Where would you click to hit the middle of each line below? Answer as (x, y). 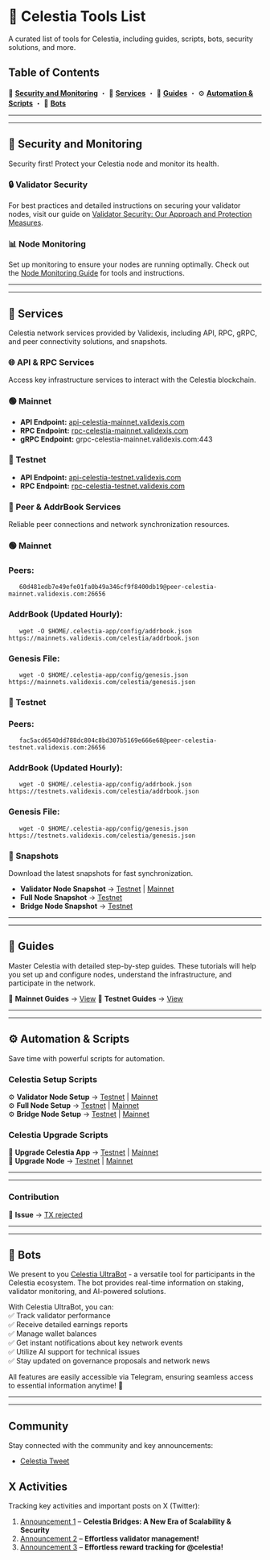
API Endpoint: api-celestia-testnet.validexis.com (100, 477)
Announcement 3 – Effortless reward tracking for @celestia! (121, 1547)
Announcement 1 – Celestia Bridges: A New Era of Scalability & (125, 1521)
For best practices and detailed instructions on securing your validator (125, 205)
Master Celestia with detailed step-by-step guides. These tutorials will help (133, 965)
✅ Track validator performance (59, 1316)
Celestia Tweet (45, 1461)
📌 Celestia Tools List (77, 17)
